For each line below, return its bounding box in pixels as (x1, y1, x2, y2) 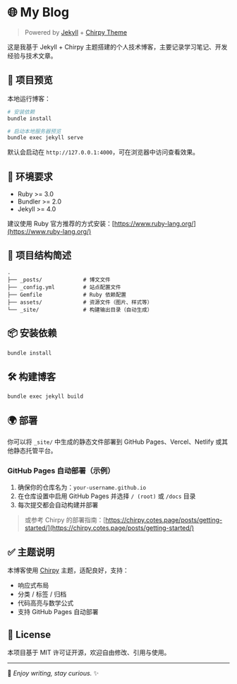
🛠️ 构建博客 (7, 370, 56, 382)
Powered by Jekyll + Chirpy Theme (24, 28, 128, 36)
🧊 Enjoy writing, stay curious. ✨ (7, 668, 99, 677)
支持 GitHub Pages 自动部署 (17, 608, 99, 616)
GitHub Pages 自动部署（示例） (7, 466, 115, 476)
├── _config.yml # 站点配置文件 (7, 283, 121, 290)
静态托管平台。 (13, 447, 57, 455)
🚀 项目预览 (7, 74, 53, 86)
